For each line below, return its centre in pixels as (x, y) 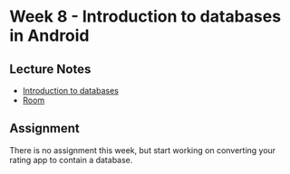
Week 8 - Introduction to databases (145, 17)
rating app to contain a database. (71, 160)
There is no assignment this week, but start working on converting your (143, 150)
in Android (49, 36)
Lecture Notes (50, 69)
